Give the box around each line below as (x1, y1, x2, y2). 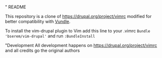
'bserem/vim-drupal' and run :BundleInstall (5, 33, 95, 39)
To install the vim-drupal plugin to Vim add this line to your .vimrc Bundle (5, 28, 150, 33)
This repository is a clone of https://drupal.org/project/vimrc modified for (5, 14, 152, 19)
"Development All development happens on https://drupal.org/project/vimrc (5, 43, 158, 48)
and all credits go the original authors (5, 48, 80, 53)
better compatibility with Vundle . (5, 19, 71, 24)
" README (5, 4, 26, 10)
